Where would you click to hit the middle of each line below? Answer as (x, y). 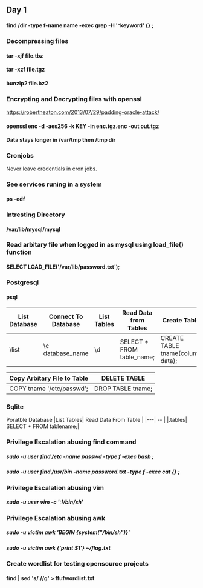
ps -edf (16, 199)
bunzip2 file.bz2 (27, 83)
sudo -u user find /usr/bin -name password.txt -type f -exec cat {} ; (93, 472)
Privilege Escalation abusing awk (56, 518)
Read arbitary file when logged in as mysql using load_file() (95, 245)
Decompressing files (37, 41)
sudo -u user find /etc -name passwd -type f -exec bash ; (80, 456)
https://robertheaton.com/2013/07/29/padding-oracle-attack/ (83, 112)
